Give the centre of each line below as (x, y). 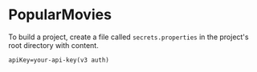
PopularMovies (60, 15)
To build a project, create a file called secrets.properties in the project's (128, 37)
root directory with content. (53, 45)
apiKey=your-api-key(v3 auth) (59, 60)
